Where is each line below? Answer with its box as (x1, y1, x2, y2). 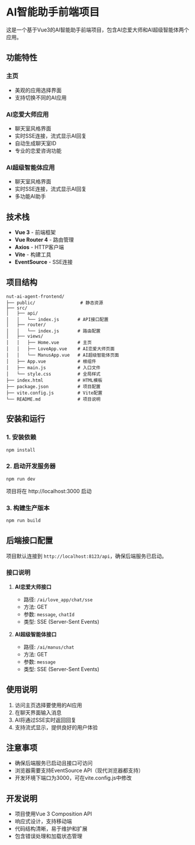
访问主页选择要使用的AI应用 (14, 701, 83, 709)
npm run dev (6, 476, 35, 482)
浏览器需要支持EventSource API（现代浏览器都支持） (14, 767, 144, 774)
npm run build (6, 517, 41, 523)
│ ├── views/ (6, 333, 44, 339)
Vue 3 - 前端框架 (14, 229, 56, 236)
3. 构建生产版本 (6, 504, 50, 512)
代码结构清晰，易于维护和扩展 (14, 825, 87, 833)
